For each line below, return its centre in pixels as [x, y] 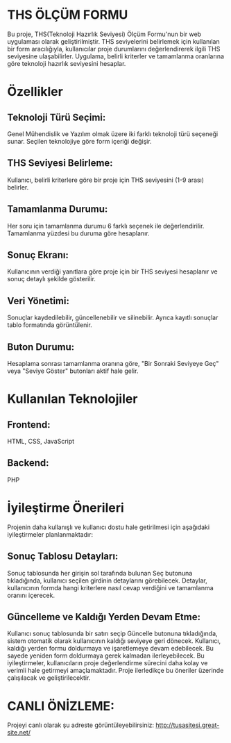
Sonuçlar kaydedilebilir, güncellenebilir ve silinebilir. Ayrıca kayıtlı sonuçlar [113, 318]
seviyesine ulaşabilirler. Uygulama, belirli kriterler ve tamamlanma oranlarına [115, 56]
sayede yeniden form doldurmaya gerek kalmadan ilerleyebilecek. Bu [106, 656]
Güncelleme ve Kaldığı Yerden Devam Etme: [104, 617]
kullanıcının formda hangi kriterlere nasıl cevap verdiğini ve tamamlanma [110, 587]
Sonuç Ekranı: [38, 254]
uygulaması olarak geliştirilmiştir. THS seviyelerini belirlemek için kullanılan [113, 41]
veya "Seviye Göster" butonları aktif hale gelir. [73, 371]
